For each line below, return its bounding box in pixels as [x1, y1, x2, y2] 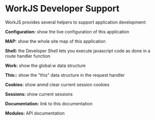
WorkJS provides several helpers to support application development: [5, 19, 147, 25]
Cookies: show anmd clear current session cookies [5, 82, 110, 88]
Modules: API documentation [5, 110, 65, 116]
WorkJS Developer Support [5, 3, 120, 14]
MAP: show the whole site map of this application [5, 38, 106, 44]
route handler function [5, 53, 51, 59]
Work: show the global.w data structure [5, 62, 86, 68]
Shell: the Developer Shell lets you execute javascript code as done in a [5, 48, 151, 54]
